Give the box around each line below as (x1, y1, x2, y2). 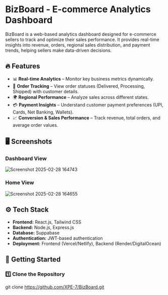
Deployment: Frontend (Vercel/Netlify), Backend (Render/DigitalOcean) (12, 240, 161, 246)
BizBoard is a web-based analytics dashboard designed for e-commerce (5, 31, 156, 37)
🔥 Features (5, 62, 40, 70)
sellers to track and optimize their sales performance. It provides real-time (5, 36, 160, 43)
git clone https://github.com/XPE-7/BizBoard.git (5, 284, 104, 290)
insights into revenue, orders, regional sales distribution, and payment (5, 42, 150, 48)
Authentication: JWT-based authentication (12, 235, 103, 241)
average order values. (12, 122, 59, 128)
